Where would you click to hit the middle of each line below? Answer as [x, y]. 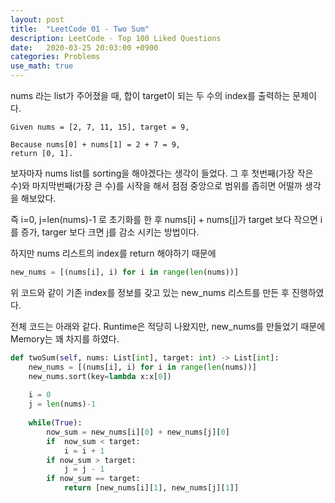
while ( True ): [55, 423]
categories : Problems [55, 57]
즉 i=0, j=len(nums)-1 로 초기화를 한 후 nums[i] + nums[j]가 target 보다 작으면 [164, 219]
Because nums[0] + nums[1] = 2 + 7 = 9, [96, 145]
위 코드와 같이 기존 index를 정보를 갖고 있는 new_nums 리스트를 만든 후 [150, 292]
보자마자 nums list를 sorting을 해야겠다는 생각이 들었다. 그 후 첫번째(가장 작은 [162, 173]
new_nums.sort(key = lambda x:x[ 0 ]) [100, 376]
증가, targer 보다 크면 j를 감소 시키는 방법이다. [110, 232]
